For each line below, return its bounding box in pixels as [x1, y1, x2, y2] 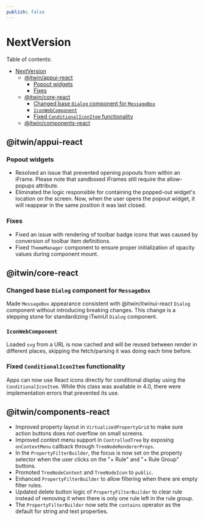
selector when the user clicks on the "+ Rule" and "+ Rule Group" [15, 456, 180, 463]
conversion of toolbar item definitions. [15, 237, 111, 244]
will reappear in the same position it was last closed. [15, 202, 147, 209]
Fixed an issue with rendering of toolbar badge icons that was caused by [15, 230, 199, 238]
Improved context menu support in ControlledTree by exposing [15, 436, 174, 443]
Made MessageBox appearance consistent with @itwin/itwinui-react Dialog [6, 300, 191, 307]
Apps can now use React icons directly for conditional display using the [6, 376, 186, 384]
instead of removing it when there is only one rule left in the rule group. [15, 494, 194, 501]
